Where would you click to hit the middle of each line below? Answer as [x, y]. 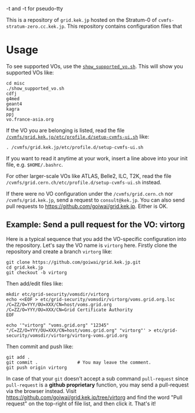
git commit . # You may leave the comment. [79, 362]
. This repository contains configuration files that [123, 26]
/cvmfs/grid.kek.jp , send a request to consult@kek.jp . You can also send [95, 200]
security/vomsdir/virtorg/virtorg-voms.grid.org [67, 335]
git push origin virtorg [37, 368]
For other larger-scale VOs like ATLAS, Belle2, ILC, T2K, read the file [89, 176]
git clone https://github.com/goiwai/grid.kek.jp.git [74, 262]
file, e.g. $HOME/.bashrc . [34, 164]
